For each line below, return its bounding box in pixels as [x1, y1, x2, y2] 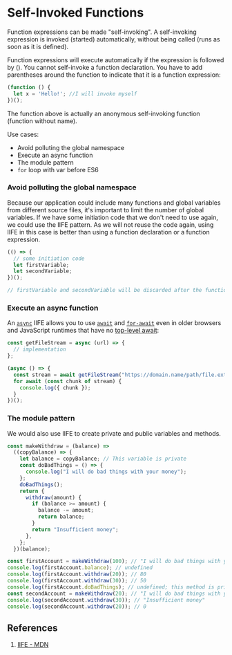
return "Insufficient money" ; [32, 526, 119, 533]
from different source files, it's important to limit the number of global [7, 205, 204, 214]
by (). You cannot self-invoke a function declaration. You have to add [7, 63, 203, 71]
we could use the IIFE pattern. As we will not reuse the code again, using [7, 220, 214, 229]
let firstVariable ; [13, 261, 70, 268]
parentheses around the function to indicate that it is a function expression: [7, 71, 221, 79]
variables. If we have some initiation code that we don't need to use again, [7, 213, 219, 221]
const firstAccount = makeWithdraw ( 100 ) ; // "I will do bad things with [7, 558, 221, 565]
